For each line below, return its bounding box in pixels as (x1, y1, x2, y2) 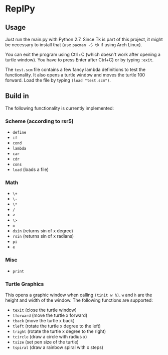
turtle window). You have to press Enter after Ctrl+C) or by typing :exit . (5, 57, 154, 63)
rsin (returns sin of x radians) (12, 233, 74, 239)
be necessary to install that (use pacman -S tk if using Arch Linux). (5, 42, 142, 48)
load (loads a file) (12, 166, 49, 172)
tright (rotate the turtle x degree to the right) (12, 328, 106, 334)
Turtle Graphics (5, 280, 44, 287)
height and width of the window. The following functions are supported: (5, 297, 153, 303)
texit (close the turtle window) (12, 307, 77, 313)
